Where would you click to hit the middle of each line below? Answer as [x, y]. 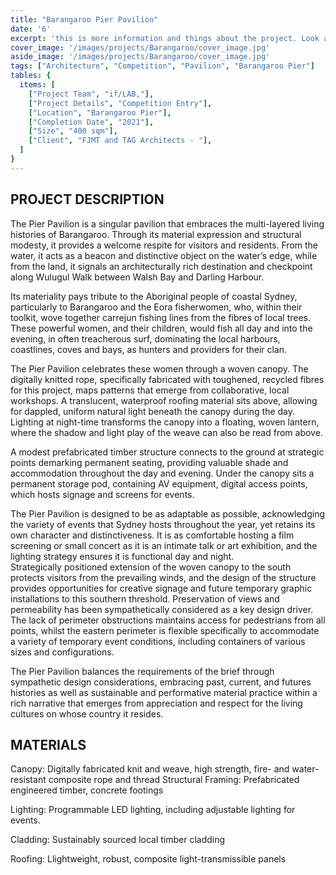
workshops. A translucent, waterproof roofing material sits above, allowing [164, 400]
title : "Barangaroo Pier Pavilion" [84, 19]
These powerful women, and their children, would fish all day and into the [161, 328]
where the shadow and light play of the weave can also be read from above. [166, 432]
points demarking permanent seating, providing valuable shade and [149, 462]
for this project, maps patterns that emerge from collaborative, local [150, 390]
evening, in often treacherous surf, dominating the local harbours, [145, 338]
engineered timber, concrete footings [87, 790]
